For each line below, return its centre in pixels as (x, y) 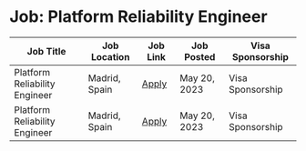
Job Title (46, 51)
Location (110, 56)
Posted (199, 56)
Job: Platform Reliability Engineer (138, 17)
